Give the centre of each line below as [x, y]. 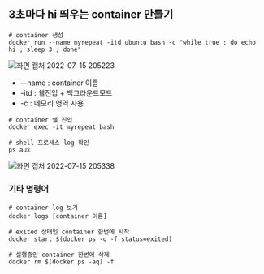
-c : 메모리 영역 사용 [52, 103]
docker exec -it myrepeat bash [61, 127]
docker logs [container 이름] [58, 216]
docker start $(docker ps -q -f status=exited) [91, 239]
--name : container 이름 [59, 83]
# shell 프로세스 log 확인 [49, 143]
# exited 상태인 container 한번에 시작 [69, 232]
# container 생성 [36, 35]
